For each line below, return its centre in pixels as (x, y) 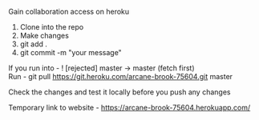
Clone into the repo (52, 27)
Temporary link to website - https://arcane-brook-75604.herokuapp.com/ (129, 108)
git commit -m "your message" (71, 52)
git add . (34, 44)
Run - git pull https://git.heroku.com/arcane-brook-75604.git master (121, 76)
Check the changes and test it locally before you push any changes (119, 92)
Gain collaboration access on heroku (69, 12)
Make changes (45, 36)
